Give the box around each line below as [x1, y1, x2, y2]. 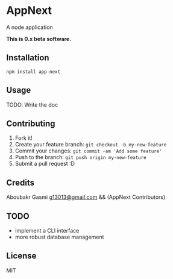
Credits [6, 177, 35, 187]
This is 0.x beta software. [6, 35, 72, 42]
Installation [6, 52, 49, 63]
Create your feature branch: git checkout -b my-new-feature [14, 141, 167, 148]
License [6, 251, 37, 261]
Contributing [6, 118, 55, 128]
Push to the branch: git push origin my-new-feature [14, 154, 146, 161]
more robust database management [14, 233, 104, 240]
